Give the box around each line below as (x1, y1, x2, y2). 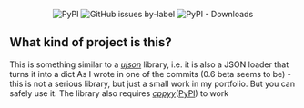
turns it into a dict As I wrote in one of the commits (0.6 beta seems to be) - (9, 68, 291, 79)
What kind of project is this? (9, 34, 172, 50)
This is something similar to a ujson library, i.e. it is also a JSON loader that (9, 59, 289, 70)
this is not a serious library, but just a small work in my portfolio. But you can (9, 78, 296, 89)
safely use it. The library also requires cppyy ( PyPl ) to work (9, 87, 229, 99)
